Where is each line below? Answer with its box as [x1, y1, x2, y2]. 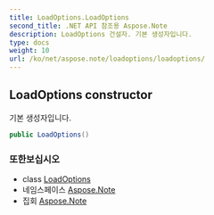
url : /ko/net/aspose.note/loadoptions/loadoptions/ [9, 54, 205, 63]
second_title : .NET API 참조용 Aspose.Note [9, 21, 168, 30]
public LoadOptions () [9, 130, 90, 139]
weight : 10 [9, 46, 50, 55]
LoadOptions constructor [9, 87, 153, 103]
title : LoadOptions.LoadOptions [9, 12, 129, 22]
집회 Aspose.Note [21, 195, 87, 206]
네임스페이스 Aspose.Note [21, 184, 116, 194]
